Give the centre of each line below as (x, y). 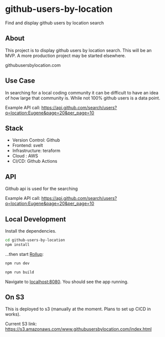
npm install (17, 244)
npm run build (20, 272)
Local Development (36, 219)
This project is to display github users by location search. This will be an (79, 50)
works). (13, 314)
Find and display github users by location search (55, 23)
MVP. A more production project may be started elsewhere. (65, 55)
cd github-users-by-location (35, 240)
